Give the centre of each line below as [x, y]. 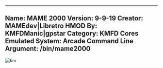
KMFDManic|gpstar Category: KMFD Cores [72, 34]
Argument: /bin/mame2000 [48, 49]
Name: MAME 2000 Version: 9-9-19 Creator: [74, 18]
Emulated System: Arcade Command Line [69, 41]
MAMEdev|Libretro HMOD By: [51, 26]
